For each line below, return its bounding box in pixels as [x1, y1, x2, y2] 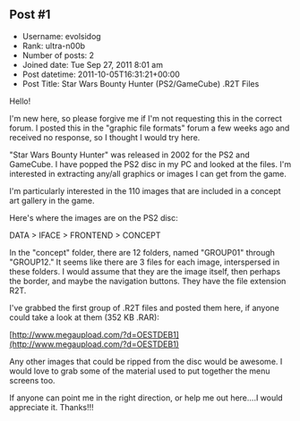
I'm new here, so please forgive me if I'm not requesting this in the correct [9, 113, 282, 123]
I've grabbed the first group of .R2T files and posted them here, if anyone [9, 302, 280, 313]
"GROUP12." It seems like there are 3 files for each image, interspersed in [9, 257, 280, 267]
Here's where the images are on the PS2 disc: [9, 212, 179, 223]
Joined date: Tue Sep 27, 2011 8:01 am [21, 59, 164, 70]
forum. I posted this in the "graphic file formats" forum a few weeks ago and [9, 122, 290, 133]
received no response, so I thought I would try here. [9, 131, 201, 142]
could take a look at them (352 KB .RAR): [9, 312, 159, 323]
